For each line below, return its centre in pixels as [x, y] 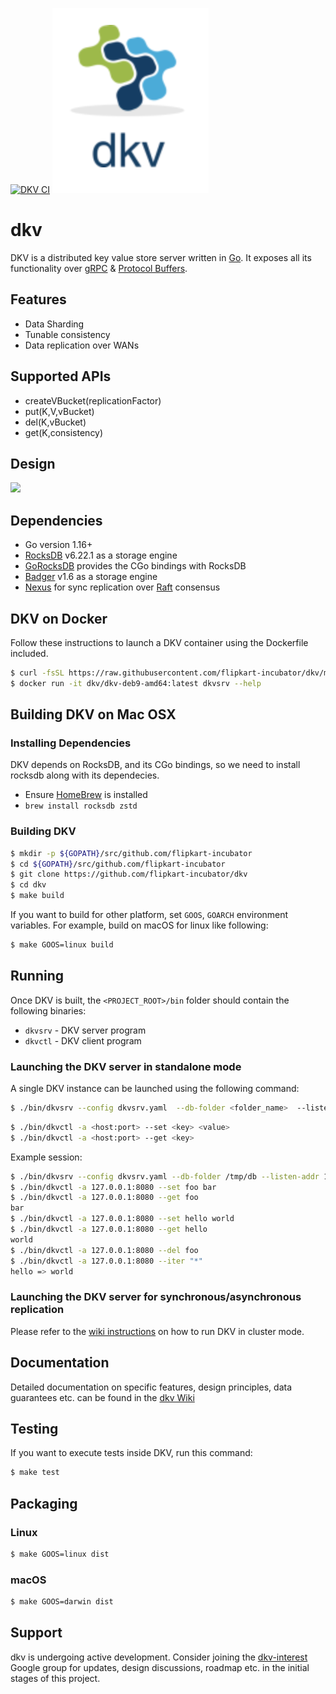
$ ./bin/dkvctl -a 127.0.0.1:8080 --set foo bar [113, 1187]
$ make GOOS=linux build [62, 945]
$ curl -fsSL [37, 673]
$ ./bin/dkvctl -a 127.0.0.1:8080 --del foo [104, 1250]
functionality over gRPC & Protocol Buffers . [99, 268]
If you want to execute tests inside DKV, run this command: [131, 1453]
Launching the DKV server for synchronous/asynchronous [156, 1297]
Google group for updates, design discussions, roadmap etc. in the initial [160, 1667]
